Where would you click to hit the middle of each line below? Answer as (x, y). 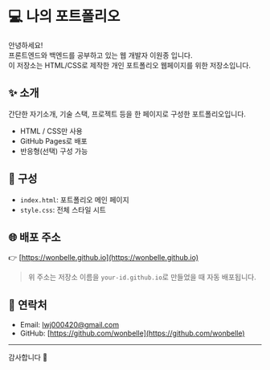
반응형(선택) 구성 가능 (54, 151)
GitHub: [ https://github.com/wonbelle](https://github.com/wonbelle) (132, 333)
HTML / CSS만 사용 (51, 131)
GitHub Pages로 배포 (53, 140)
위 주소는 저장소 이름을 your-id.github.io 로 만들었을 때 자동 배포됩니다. (142, 277)
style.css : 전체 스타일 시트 (63, 209)
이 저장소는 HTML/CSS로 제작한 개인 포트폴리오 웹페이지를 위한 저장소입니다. (130, 65)
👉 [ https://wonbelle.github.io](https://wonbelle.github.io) (104, 258)
